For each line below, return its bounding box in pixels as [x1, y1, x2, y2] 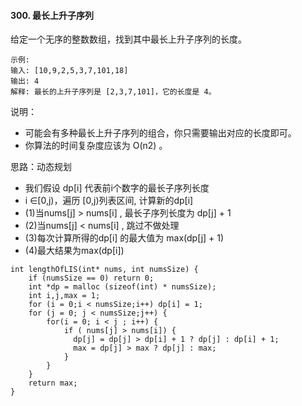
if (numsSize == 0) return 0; [28, 273, 155, 284]
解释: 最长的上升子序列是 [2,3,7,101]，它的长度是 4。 [10, 87, 217, 97]
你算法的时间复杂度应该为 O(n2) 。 [24, 140, 168, 152]
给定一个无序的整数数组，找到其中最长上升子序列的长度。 [10, 33, 247, 45]
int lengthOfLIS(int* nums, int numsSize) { [10, 265, 199, 275]
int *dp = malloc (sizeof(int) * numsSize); [28, 282, 217, 292]
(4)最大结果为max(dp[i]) [24, 245, 125, 257]
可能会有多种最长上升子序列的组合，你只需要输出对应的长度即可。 [24, 127, 297, 139]
